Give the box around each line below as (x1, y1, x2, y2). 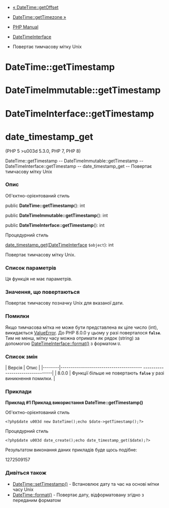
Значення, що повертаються (5, 289, 80, 296)
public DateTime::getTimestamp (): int (5, 202, 85, 209)
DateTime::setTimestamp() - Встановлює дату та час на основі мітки (12, 481, 159, 487)
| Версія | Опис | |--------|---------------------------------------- (5, 364, 143, 370)
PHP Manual (12, 24, 39, 30)
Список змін (5, 353, 38, 360)
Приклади (5, 388, 32, 395)
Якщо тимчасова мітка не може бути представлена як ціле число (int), (5, 324, 158, 330)
